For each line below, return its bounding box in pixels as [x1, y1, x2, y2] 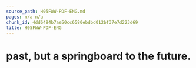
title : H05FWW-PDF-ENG [6, 24, 62, 31]
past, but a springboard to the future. [6, 50, 191, 63]
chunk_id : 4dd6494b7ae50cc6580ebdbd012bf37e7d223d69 [6, 19, 138, 25]
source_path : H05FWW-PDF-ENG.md [6, 8, 85, 15]
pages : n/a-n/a [6, 14, 44, 20]
